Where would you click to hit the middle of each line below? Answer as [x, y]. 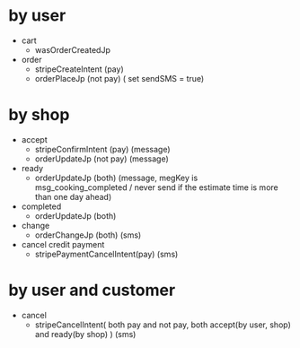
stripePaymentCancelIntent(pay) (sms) [106, 254]
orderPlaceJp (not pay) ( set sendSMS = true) [119, 78]
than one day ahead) [73, 196]
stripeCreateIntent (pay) [79, 69]
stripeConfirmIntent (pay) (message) [102, 149]
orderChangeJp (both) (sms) [88, 235]
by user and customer [92, 290]
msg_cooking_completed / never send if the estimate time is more [157, 187]
